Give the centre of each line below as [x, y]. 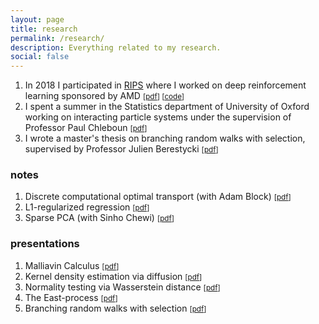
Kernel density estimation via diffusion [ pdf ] [113, 276]
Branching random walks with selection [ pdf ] [115, 308]
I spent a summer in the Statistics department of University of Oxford [167, 107]
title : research [44, 29]
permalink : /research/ [57, 38]
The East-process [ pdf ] [71, 297]
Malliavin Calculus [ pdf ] [72, 265]
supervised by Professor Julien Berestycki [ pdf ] [121, 149]
